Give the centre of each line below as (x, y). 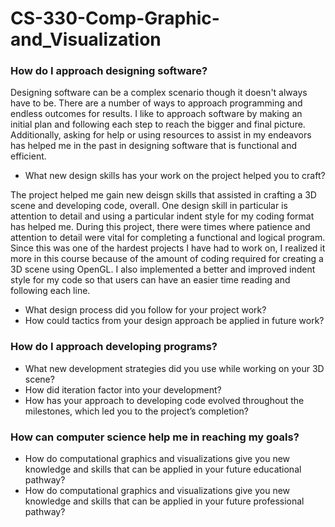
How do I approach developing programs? (114, 347)
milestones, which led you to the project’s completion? (136, 411)
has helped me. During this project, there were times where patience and (160, 227)
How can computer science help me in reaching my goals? (155, 437)
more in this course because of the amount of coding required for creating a (167, 259)
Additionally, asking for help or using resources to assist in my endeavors (161, 135)
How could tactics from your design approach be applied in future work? (174, 321)
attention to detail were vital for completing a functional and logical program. (168, 238)
